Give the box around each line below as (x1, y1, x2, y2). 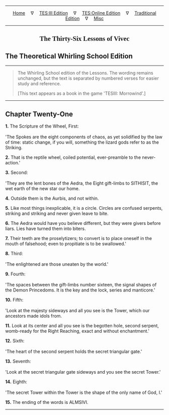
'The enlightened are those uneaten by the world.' (5, 261, 109, 267)
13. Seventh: (5, 359, 31, 365)
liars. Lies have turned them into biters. (5, 225, 86, 232)
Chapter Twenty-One (5, 109, 73, 118)
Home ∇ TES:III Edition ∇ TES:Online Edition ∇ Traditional (12, 10, 157, 16)
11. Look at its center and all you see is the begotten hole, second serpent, (5, 323, 159, 329)
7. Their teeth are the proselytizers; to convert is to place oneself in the (5, 235, 152, 242)
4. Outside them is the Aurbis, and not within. (5, 195, 99, 202)
